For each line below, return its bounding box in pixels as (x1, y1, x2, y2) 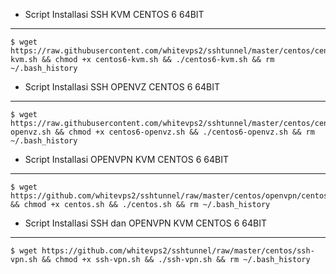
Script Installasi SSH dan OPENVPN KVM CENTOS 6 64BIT (24, 217, 267, 229)
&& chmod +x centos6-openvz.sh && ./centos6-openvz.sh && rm (54, 127, 315, 137)
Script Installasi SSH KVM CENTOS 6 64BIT (24, 9, 205, 20)
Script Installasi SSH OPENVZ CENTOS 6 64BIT (24, 81, 221, 93)
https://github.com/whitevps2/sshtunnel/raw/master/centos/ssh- (41, 246, 315, 256)
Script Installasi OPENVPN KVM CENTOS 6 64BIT (24, 154, 230, 165)
